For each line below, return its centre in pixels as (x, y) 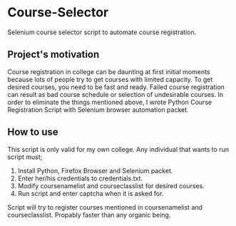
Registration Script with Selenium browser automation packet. (98, 109)
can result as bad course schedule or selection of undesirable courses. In (115, 94)
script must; (25, 157)
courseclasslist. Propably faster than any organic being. (89, 215)
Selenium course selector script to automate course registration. (102, 32)
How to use (33, 132)
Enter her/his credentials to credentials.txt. (80, 178)
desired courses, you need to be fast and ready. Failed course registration (116, 87)
